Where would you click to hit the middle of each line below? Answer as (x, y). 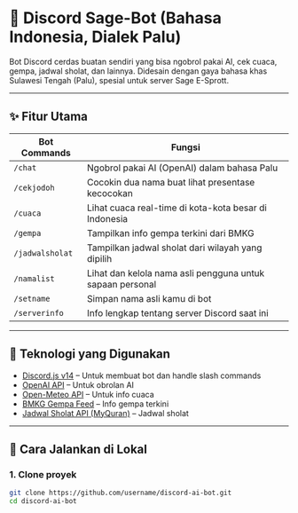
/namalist (34, 278)
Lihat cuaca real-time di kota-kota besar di (177, 208)
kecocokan (110, 193)
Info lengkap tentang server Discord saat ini (178, 312)
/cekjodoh (34, 187)
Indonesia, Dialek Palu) (95, 37)
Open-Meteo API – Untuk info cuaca (88, 394)
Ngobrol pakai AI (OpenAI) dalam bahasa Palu (183, 168)
